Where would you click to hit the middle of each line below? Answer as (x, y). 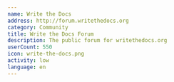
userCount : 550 (30, 47)
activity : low (29, 61)
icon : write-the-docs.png (46, 54)
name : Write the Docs (40, 14)
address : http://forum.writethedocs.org (68, 21)
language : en (27, 67)
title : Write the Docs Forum (51, 34)
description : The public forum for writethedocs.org (87, 41)
